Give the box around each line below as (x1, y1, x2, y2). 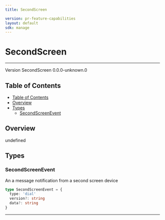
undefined (5, 137, 26, 143)
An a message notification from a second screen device (5, 177, 118, 183)
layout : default (5, 21, 38, 26)
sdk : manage (5, 25, 29, 30)
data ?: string (9, 201, 38, 206)
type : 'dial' (9, 192, 36, 196)
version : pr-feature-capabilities (5, 16, 76, 21)
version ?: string (9, 196, 45, 201)
